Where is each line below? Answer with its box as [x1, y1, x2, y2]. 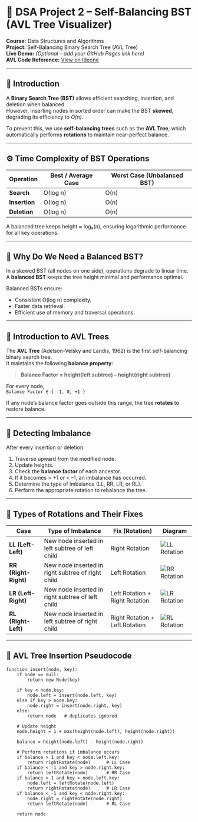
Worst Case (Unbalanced [111, 171, 184, 179]
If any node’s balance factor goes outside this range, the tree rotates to [6, 399, 180, 407]
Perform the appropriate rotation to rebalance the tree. [14, 487, 147, 493]
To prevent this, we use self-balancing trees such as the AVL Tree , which [6, 125, 186, 132]
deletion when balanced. [6, 100, 66, 108]
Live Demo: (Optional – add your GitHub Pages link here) [6, 50, 145, 57]
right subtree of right [44, 568, 101, 577]
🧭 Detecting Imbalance [6, 428, 91, 438]
